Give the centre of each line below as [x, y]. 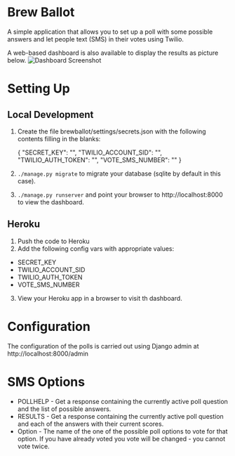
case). [27, 181]
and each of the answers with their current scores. [90, 424]
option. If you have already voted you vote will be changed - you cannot [121, 438]
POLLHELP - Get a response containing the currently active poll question [122, 401]
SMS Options [46, 382]
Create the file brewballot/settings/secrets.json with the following [112, 131]
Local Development [51, 114]
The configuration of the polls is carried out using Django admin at [103, 346]
